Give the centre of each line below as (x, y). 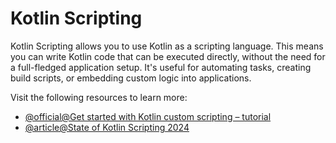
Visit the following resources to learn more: (99, 97)
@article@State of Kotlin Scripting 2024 (107, 127)
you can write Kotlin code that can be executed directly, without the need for (168, 56)
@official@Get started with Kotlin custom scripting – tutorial (148, 116)
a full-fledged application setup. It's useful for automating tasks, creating (161, 67)
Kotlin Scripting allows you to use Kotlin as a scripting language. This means (167, 46)
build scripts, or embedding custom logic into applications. (131, 78)
